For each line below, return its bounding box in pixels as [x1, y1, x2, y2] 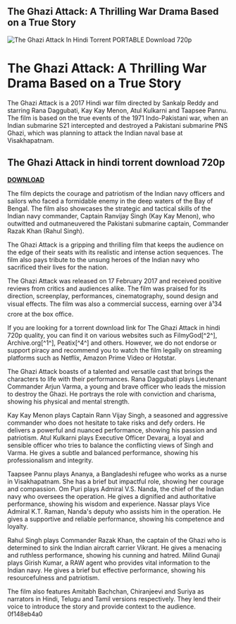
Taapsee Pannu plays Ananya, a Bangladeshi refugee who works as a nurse [7, 469, 228, 478]
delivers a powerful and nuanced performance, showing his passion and [7, 425, 217, 434]
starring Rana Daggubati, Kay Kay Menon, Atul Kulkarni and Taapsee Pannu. [7, 106, 228, 114]
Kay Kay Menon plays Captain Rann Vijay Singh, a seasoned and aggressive [7, 411, 228, 419]
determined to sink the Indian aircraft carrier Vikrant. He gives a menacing [7, 543, 223, 552]
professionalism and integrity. [7, 456, 94, 464]
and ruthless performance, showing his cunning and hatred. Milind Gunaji [7, 551, 221, 559]
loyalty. [7, 522, 28, 531]
